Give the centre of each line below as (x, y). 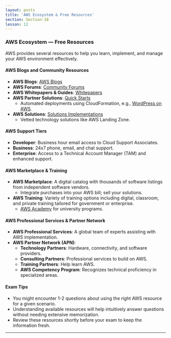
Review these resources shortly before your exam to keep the (77, 320)
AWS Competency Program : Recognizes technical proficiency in (88, 270)
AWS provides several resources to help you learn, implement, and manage (84, 53)
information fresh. (31, 325)
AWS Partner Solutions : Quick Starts (51, 98)
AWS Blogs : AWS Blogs (37, 82)
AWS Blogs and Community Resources (47, 70)
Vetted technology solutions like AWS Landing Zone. (75, 119)
